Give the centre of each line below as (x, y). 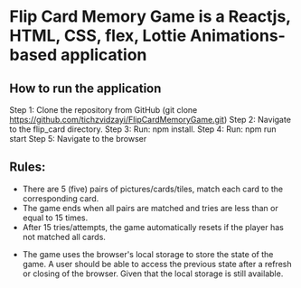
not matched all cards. (64, 237)
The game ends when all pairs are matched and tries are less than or (150, 208)
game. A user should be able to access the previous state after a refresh (157, 264)
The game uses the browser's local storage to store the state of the (148, 254)
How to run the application (85, 88)
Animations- (238, 36)
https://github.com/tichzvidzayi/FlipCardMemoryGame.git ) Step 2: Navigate (150, 120)
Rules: (28, 167)
